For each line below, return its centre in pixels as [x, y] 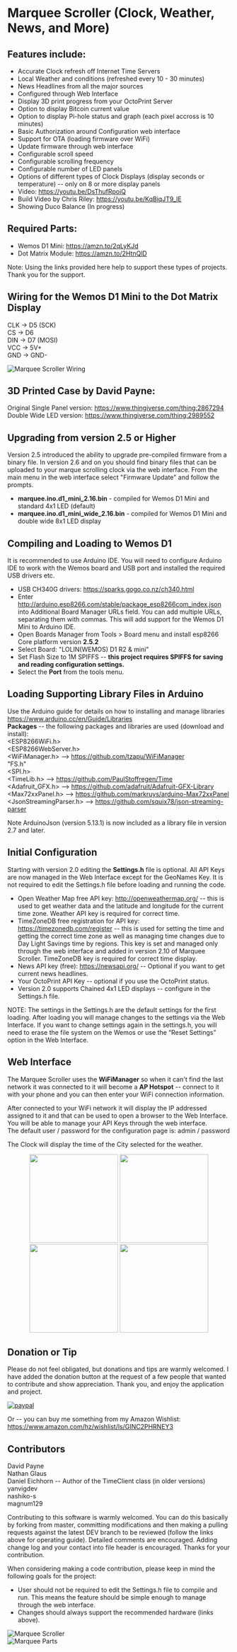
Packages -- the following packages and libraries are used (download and [116, 726]
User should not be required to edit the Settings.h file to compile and [117, 1590]
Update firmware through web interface [75, 146]
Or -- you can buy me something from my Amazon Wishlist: [94, 1419]
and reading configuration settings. [71, 665]
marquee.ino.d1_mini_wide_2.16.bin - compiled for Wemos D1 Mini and [122, 514]
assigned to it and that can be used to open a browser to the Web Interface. [117, 1115]
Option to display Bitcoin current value [73, 109]
